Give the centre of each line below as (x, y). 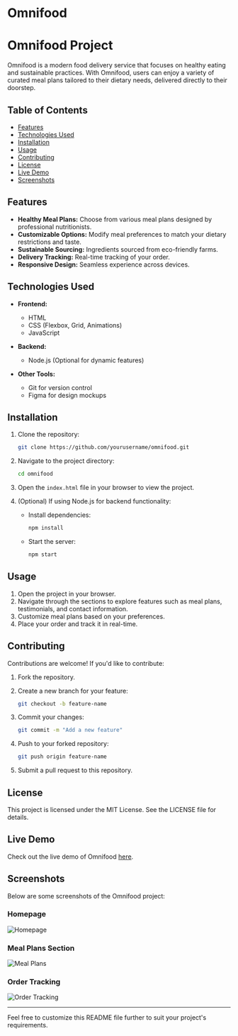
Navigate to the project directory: (66, 461)
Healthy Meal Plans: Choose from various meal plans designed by (115, 219)
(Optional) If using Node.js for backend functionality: (94, 501)
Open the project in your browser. (67, 594)
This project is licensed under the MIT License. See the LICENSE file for (112, 809)
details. (18, 817)
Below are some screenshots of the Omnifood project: (86, 896)
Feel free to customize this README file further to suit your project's (107, 1018)
